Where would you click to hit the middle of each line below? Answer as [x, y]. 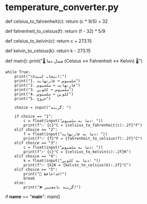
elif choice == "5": [36, 169]
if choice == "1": [34, 116]
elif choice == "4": [36, 156]
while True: [18, 72]
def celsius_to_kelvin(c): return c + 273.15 [49, 41]
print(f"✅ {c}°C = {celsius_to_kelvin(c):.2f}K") [77, 152]
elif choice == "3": [36, 143]
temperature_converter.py [62, 7]
